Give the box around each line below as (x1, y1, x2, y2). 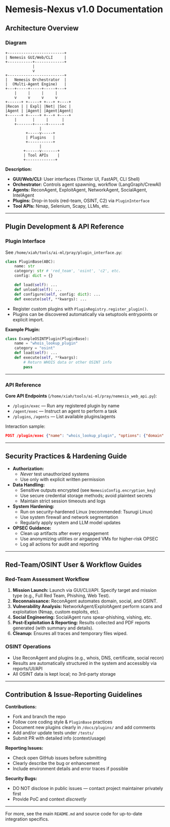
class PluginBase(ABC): (5, 259, 56, 264)
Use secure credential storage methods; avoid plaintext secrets (20, 492, 153, 498)
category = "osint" (14, 345, 56, 351)
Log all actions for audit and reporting (20, 541, 99, 547)
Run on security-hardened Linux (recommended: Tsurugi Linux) (20, 508, 153, 515)
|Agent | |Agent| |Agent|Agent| (5, 108, 73, 113)
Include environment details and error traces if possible (12, 766, 128, 772)
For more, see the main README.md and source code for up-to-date (5, 811, 143, 817)
